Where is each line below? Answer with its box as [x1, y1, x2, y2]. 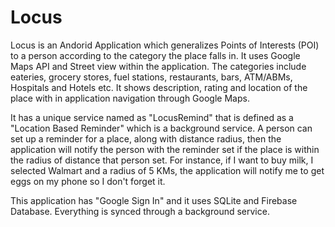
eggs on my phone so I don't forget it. [10, 175, 166, 187]
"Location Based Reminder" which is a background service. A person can [10, 122, 313, 134]
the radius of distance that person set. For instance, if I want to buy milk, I [10, 154, 314, 166]
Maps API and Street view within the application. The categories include [10, 60, 307, 72]
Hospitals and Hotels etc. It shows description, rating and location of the [10, 81, 308, 93]
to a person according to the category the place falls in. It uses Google [10, 49, 301, 61]
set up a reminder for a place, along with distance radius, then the [10, 132, 282, 145]
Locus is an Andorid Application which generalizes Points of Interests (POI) [10, 39, 320, 51]
